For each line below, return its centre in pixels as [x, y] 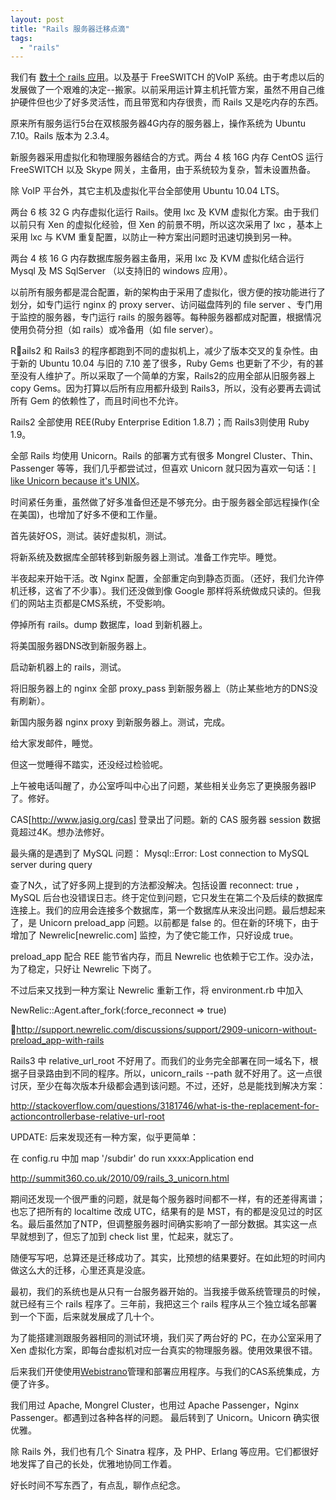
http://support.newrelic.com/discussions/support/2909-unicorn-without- [167, 1030]
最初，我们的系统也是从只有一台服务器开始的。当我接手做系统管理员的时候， [168, 1292]
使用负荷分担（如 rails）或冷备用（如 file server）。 [114, 330]
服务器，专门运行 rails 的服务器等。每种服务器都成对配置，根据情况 [183, 317]
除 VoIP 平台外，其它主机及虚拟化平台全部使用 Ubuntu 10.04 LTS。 [147, 191]
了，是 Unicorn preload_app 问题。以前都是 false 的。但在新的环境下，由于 [165, 923]
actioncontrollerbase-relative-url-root [87, 1117]
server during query [51, 865]
